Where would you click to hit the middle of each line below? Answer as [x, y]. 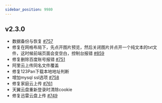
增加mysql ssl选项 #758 [36, 77]
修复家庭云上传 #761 [32, 84]
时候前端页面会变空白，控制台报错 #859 [65, 53]
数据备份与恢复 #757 [32, 41]
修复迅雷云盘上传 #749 [35, 96]
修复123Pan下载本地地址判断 [40, 72]
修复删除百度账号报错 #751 [38, 59]
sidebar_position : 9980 [29, 9]
